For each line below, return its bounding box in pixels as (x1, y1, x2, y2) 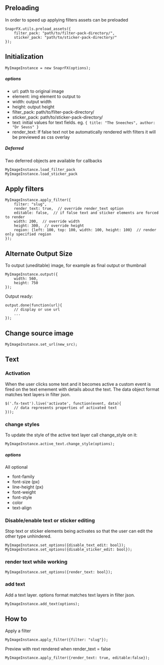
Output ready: (5, 293, 33, 299)
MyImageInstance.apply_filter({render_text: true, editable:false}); (5, 655, 150, 660)
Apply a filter (5, 628, 31, 634)
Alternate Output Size (5, 249, 73, 258)
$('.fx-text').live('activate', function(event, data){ (5, 401, 121, 406)
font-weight (12, 489, 36, 495)
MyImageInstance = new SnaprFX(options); (5, 66, 91, 71)
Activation (5, 370, 30, 377)
